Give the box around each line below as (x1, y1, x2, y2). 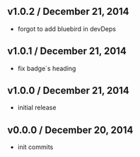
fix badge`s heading (17, 64, 76, 72)
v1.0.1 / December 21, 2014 (7, 45, 127, 58)
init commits (17, 143, 54, 151)
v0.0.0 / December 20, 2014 (7, 124, 134, 136)
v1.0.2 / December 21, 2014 (7, 6, 129, 18)
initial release (17, 103, 57, 112)
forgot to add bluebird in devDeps (17, 24, 117, 33)
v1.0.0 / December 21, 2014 (7, 85, 129, 97)
